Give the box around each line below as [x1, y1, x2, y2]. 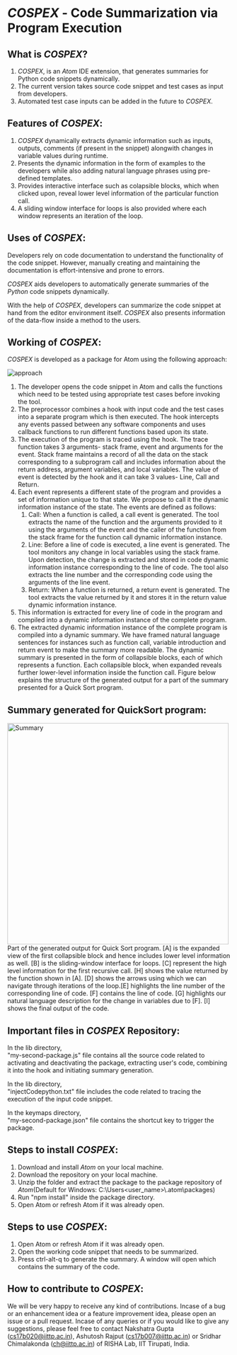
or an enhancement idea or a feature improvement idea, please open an [7, 1309, 216, 1317]
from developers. [17, 90, 69, 98]
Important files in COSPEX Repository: [7, 1024, 180, 1036]
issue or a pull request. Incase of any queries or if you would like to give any [7, 1317, 229, 1325]
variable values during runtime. [17, 151, 108, 160]
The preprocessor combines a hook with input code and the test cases [17, 405, 224, 413]
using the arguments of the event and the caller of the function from [28, 525, 226, 534]
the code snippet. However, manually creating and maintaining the [7, 258, 200, 267]
